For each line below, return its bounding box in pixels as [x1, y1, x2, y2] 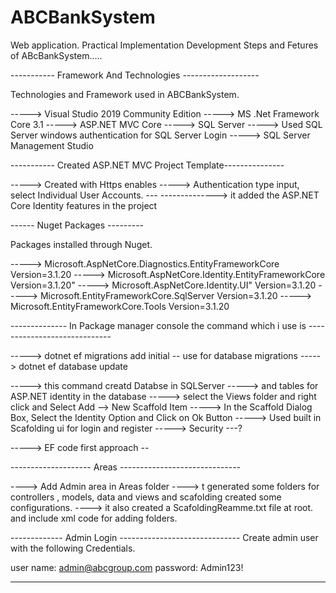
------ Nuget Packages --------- [10, 219, 145, 231]
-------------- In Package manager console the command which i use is [10, 319, 307, 331]
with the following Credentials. [10, 542, 136, 554]
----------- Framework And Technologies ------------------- [10, 69, 260, 81]
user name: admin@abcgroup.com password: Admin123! [10, 561, 244, 573]
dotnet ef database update [18, 360, 128, 372]
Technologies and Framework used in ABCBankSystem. [10, 88, 240, 100]
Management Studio [10, 139, 94, 151]
